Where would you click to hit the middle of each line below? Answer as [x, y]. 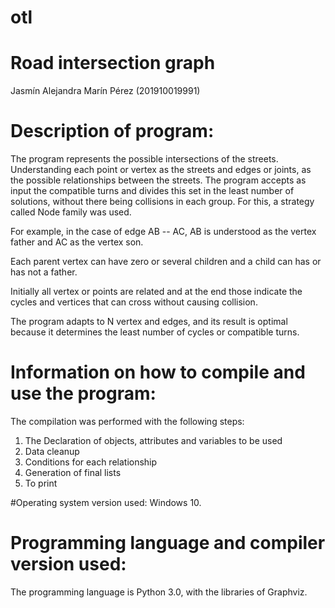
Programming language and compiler [168, 543]
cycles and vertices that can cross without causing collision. [134, 302]
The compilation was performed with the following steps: [127, 421]
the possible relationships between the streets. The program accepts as [158, 180]
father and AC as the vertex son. [77, 242]
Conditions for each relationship [91, 462]
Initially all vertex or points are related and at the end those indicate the [156, 292]
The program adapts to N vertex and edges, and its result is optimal [149, 322]
